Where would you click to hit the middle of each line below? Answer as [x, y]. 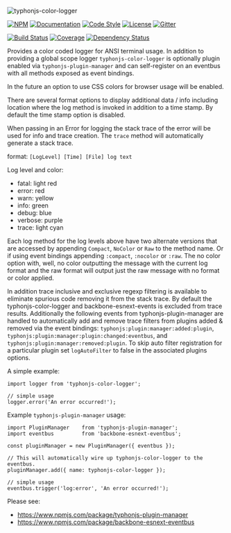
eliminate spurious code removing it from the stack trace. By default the [110, 299]
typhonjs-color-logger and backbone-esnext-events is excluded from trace [115, 306]
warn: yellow [35, 198]
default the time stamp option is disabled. [67, 115]
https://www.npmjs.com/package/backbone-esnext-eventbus [106, 522]
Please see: [24, 501]
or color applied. [31, 278]
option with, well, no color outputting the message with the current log [108, 263]
